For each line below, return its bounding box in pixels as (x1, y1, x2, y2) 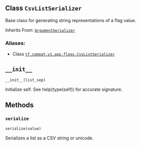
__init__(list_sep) (5, 77, 46, 82)
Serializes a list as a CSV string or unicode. (5, 135, 94, 141)
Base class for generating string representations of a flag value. (5, 17, 136, 23)
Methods (5, 101, 34, 109)
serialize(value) (5, 126, 41, 131)
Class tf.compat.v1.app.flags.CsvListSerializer (12, 51, 115, 57)
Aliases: (5, 40, 26, 47)
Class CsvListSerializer (5, 4, 82, 13)
